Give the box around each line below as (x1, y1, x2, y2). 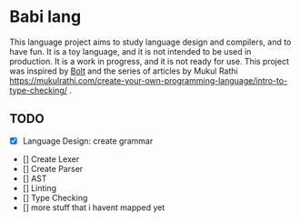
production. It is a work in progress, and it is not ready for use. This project (9, 55, 289, 66)
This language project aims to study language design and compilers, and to (9, 36, 292, 47)
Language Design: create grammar (22, 135, 154, 146)
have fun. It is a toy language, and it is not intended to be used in (9, 45, 252, 56)
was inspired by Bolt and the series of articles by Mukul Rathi (9, 66, 238, 76)
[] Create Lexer (22, 153, 80, 165)
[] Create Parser (22, 163, 84, 174)
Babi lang (9, 6, 82, 27)
